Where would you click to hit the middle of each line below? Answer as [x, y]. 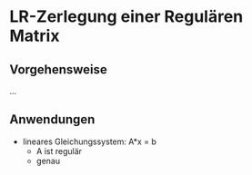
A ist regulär [59, 151]
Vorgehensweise [58, 69]
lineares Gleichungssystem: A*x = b [90, 141]
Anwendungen [52, 120]
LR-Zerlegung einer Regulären [126, 17]
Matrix [35, 36]
